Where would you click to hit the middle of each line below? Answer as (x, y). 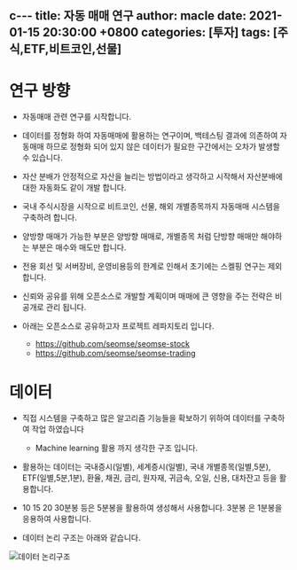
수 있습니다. (43, 158)
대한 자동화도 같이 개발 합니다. (74, 188)
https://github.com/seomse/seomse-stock (113, 344)
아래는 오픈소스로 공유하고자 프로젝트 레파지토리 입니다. (118, 326)
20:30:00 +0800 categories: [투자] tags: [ (160, 32)
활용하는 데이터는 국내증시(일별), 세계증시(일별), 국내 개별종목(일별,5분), (146, 467)
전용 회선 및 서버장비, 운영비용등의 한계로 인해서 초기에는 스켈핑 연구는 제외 (152, 266)
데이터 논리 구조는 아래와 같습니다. (81, 538)
